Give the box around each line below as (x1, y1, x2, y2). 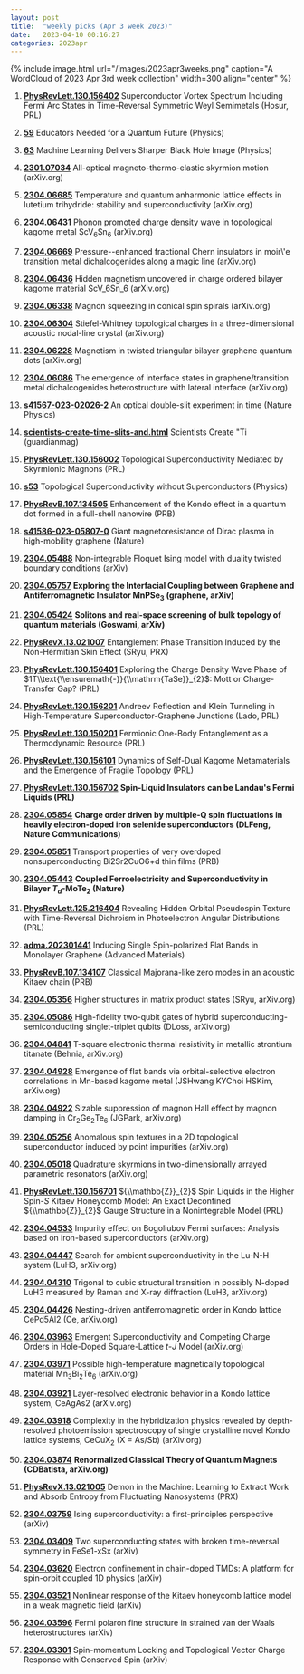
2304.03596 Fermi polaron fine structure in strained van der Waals (23, 1618, 275, 1629)
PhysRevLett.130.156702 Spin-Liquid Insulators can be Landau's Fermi (23, 782, 295, 793)
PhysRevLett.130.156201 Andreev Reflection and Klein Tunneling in (23, 700, 275, 711)
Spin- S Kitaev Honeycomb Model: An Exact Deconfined (23, 1196, 232, 1207)
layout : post (10, 13, 60, 23)
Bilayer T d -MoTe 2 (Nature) (23, 882, 126, 896)
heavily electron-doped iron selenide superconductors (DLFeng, (23, 819, 271, 830)
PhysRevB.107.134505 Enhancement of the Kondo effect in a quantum (23, 499, 287, 510)
